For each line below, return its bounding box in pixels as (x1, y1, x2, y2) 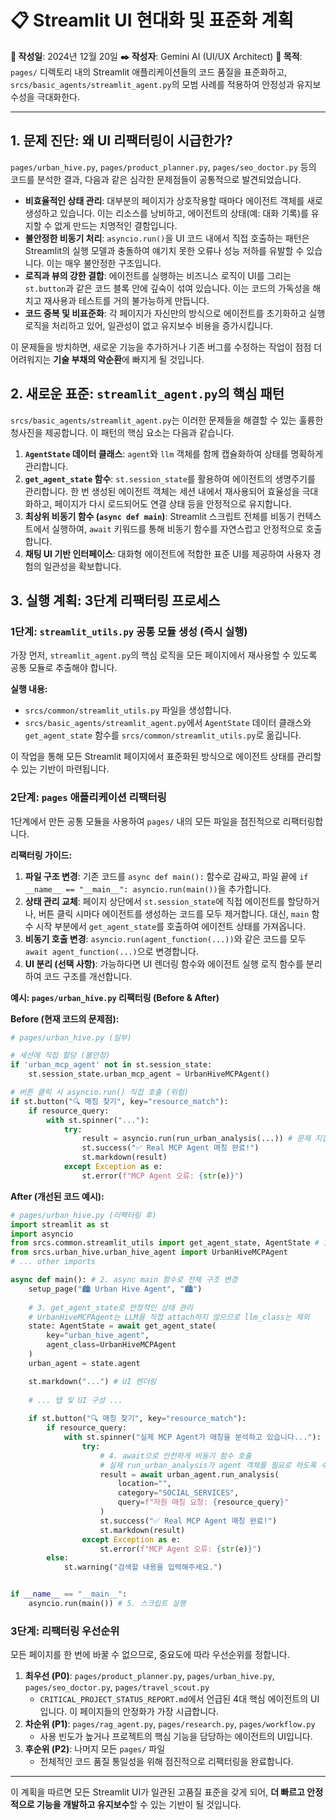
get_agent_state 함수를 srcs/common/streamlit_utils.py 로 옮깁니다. (24, 729, 302, 741)
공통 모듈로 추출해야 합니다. (10, 662, 118, 674)
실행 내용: (10, 683, 48, 695)
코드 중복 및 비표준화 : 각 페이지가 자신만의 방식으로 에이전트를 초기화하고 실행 (24, 307, 326, 319)
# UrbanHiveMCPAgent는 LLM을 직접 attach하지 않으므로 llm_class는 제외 (28, 1312, 310, 1322)
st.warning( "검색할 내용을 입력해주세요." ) (63, 1562, 223, 1573)
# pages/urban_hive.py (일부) (10, 1032, 132, 1043)
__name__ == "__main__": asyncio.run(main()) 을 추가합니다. (24, 882, 272, 895)
